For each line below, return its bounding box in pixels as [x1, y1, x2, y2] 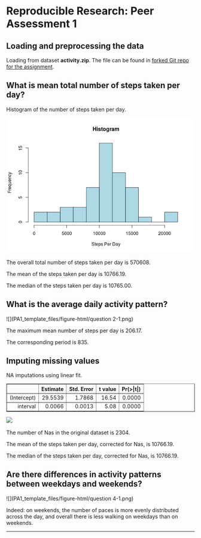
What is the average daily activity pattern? [6, 299, 168, 309]
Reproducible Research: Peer [6, 4, 154, 18]
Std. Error [69, 385, 94, 392]
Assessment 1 [6, 17, 77, 31]
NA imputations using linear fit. [6, 372, 83, 379]
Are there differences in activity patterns [6, 470, 162, 480]
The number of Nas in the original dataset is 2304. [6, 429, 130, 436]
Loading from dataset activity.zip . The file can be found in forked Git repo [6, 57, 190, 64]
